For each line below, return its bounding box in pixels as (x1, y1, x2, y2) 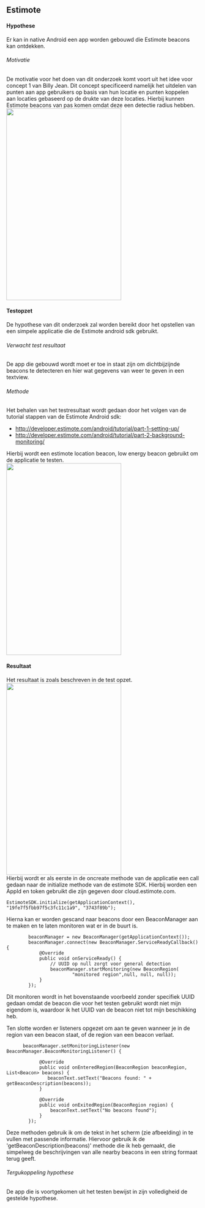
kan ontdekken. (6, 42, 46, 50)
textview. (6, 374, 29, 381)
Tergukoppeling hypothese (6, 1169, 74, 1176)
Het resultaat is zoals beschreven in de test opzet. (6, 676, 133, 683)
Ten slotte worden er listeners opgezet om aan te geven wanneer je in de (6, 1024, 190, 1032)
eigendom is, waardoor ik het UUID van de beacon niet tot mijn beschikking (6, 1006, 197, 1013)
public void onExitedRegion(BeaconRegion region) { (39, 1102, 174, 1108)
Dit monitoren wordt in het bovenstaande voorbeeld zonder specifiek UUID (6, 993, 195, 1000)
